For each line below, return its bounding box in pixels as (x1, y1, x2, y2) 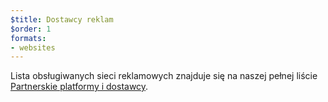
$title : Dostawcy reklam (10, 14, 114, 25)
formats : (10, 33, 47, 43)
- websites (10, 42, 56, 53)
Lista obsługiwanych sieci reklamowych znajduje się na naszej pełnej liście (10, 70, 318, 82)
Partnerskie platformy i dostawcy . (10, 81, 149, 93)
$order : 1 (10, 24, 52, 34)
